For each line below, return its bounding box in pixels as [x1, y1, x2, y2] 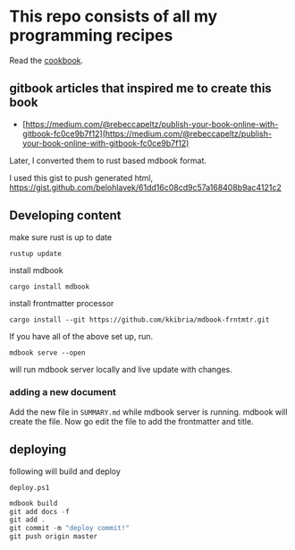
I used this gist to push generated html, [9, 172, 154, 183]
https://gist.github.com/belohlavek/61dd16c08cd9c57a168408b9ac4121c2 [9, 182, 282, 193]
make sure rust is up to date [9, 231, 113, 243]
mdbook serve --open [9, 348, 87, 357]
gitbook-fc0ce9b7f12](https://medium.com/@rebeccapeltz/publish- [21, 128, 273, 139]
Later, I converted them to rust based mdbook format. [9, 155, 207, 166]
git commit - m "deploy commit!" [9, 524, 130, 533]
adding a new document [9, 386, 116, 399]
